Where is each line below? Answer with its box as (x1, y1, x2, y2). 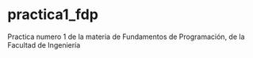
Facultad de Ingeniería (7, 40, 81, 49)
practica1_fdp (7, 6, 98, 24)
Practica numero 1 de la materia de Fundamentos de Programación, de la (7, 32, 245, 41)
